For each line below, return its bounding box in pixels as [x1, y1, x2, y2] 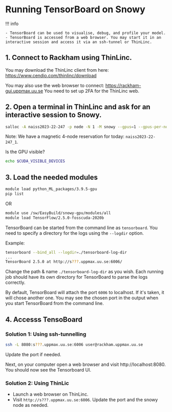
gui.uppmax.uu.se [5, 88, 44, 94]
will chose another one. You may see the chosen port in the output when [5, 295, 159, 301]
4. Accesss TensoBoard [5, 315, 83, 324]
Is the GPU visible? [5, 149, 45, 155]
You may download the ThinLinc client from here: [5, 67, 109, 73]
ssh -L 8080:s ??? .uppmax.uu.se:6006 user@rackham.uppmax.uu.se [5, 342, 143, 347]
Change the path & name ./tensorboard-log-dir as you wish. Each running [5, 269, 164, 275]
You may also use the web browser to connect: [5, 82, 104, 88]
